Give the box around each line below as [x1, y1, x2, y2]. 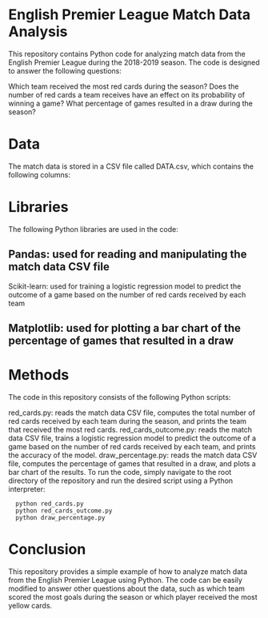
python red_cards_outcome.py [15, 506, 113, 515]
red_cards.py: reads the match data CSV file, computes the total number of [8, 408, 256, 417]
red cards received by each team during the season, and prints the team [8, 416, 246, 425]
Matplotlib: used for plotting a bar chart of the [8, 321, 242, 335]
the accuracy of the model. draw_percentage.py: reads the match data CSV [8, 450, 258, 460]
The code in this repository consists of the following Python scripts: [8, 392, 231, 401]
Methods [8, 366, 70, 385]
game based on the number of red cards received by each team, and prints [8, 441, 256, 451]
